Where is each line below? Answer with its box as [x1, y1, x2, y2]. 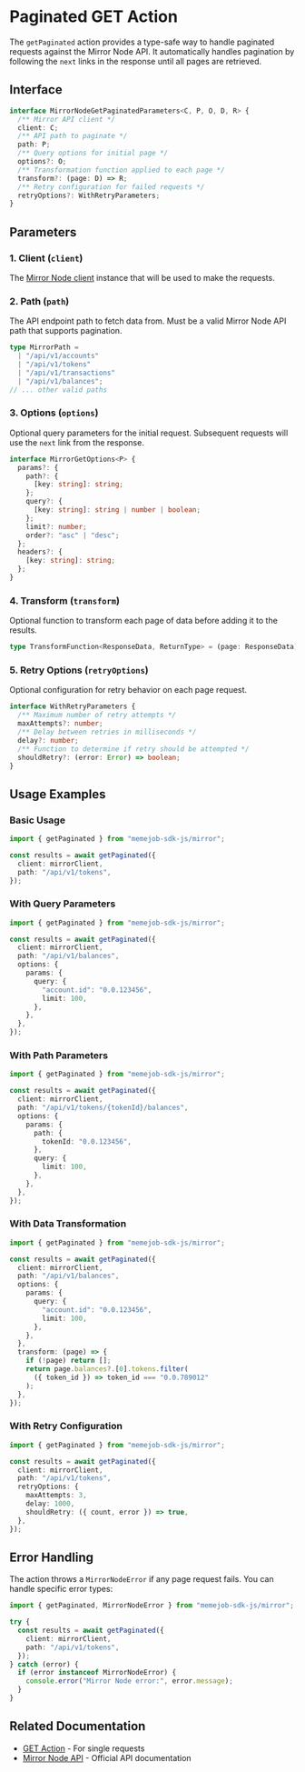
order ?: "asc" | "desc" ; [25, 530, 120, 540]
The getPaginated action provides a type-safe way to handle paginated [9, 36, 275, 47]
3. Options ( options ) [9, 406, 99, 419]
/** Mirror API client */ [17, 115, 116, 124]
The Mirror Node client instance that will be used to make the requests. [9, 272, 275, 283]
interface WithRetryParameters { [9, 702, 136, 711]
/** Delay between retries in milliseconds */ [17, 727, 197, 736]
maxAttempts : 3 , [25, 1491, 88, 1500]
